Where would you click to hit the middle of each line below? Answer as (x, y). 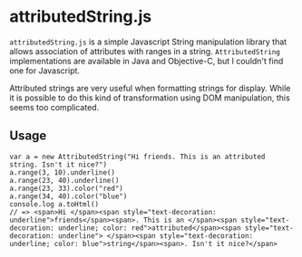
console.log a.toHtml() (54, 204)
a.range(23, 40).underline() (64, 180)
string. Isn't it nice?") (58, 165)
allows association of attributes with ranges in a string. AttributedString (145, 51)
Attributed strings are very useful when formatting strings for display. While (150, 88)
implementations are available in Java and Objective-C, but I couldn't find (146, 61)
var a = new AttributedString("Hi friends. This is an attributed (137, 157)
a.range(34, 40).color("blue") (68, 196)
